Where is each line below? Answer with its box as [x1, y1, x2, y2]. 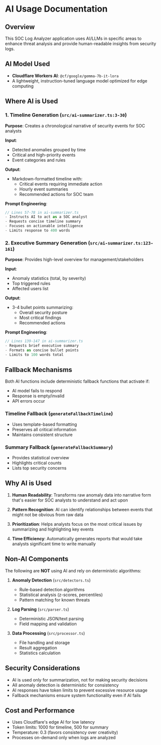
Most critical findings [19, 315, 61, 321]
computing [12, 83, 34, 89]
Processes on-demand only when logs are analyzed [12, 735, 116, 741]
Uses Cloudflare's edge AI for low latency [12, 719, 95, 725]
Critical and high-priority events [12, 152, 76, 158]
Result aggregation [19, 645, 57, 650]
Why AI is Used [5, 479, 52, 487]
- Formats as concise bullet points [5, 348, 79, 353]
